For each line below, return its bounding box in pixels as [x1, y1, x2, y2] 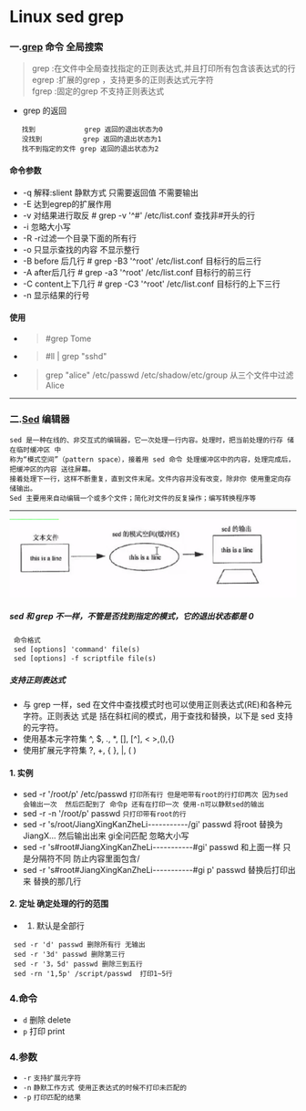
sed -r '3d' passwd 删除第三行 [13, 950, 126, 959]
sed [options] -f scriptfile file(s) [13, 654, 157, 663]
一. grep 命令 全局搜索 [9, 41, 104, 54]
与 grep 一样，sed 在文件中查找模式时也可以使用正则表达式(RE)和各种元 [22, 700, 292, 711]
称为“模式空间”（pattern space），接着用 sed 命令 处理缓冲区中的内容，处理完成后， [9, 455, 296, 464]
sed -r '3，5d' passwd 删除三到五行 [13, 960, 143, 969]
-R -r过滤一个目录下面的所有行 [22, 233, 137, 244]
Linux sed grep [9, 6, 125, 27]
